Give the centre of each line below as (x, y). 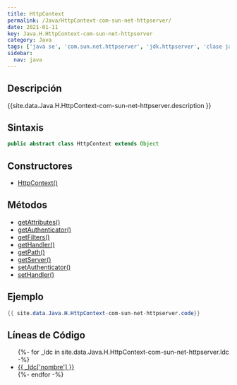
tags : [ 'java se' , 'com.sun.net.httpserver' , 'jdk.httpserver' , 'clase (115, 47)
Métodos (28, 205)
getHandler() (36, 244)
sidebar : (20, 54)
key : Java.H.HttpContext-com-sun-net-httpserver (80, 34)
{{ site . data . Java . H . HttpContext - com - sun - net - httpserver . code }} (104, 313)
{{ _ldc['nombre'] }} (46, 367)
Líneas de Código (47, 335)
